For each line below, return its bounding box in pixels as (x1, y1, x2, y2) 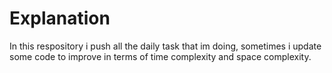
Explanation (9, 7, 111, 30)
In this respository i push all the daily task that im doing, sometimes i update (9, 40, 322, 52)
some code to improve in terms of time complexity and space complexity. (9, 50, 312, 62)
